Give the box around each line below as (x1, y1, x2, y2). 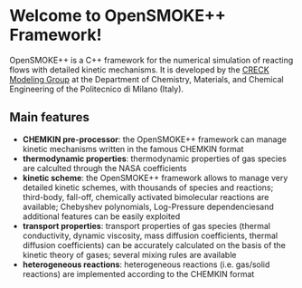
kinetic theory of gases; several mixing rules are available (22, 249, 237, 260)
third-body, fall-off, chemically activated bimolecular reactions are (22, 191, 269, 202)
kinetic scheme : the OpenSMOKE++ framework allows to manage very (22, 172, 288, 183)
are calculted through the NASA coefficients (22, 162, 187, 173)
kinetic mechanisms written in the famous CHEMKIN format (22, 143, 244, 154)
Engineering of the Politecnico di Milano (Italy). (9, 83, 184, 94)
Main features (9, 110, 90, 125)
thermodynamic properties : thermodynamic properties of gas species (22, 153, 287, 164)
